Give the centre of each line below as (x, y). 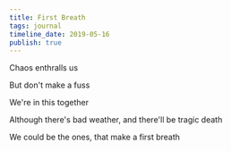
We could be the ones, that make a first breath (95, 137)
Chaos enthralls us (44, 68)
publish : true (36, 42)
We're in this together (49, 103)
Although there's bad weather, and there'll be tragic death (116, 120)
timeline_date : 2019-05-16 (60, 34)
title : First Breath (48, 17)
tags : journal (36, 26)
